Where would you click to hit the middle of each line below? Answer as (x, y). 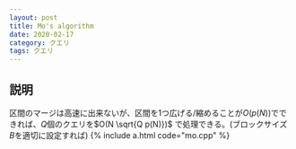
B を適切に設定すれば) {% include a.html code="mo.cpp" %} (120, 135)
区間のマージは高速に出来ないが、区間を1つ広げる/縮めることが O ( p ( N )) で (144, 112)
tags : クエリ (31, 51)
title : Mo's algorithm (52, 26)
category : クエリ (39, 43)
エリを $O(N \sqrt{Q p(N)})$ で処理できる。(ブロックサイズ (179, 124)
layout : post (34, 18)
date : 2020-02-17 (42, 34)
